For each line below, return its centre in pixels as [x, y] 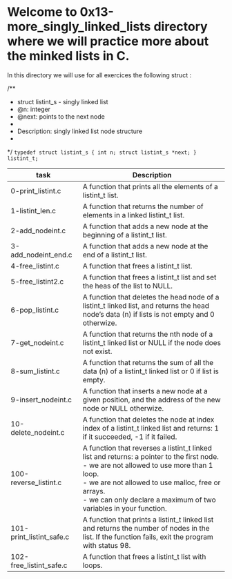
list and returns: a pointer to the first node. [151, 456]
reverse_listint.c [36, 482]
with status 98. [107, 545]
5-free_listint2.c [37, 282]
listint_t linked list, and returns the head [146, 306]
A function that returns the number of [143, 206]
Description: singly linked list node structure [80, 131]
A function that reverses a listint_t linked [147, 448]
